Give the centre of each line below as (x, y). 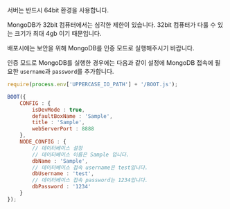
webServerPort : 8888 (63, 129)
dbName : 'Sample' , (60, 161)
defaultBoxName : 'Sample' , (72, 116)
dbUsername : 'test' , (63, 174)
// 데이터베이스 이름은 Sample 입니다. (81, 155)
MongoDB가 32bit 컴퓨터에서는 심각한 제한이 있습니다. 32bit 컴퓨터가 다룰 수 (112, 25)
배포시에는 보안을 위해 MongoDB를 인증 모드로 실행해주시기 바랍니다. (101, 48)
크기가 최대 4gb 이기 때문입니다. (58, 33)
